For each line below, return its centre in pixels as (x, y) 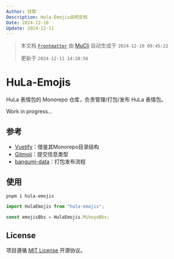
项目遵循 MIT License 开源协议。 (46, 250)
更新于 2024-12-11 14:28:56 (54, 58)
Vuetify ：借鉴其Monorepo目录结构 (57, 147)
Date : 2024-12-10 (28, 22)
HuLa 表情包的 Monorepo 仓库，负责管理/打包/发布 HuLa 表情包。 (86, 100)
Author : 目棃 (21, 12)
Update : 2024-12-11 (30, 28)
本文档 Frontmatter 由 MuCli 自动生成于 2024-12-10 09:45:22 (94, 46)
